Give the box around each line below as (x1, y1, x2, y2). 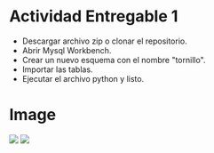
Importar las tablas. (21, 64, 93, 75)
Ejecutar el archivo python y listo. (21, 73, 145, 84)
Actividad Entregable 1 (9, 6, 178, 27)
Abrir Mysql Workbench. (21, 44, 112, 55)
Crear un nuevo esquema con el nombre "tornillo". (21, 54, 206, 65)
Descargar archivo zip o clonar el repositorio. (21, 36, 188, 46)
